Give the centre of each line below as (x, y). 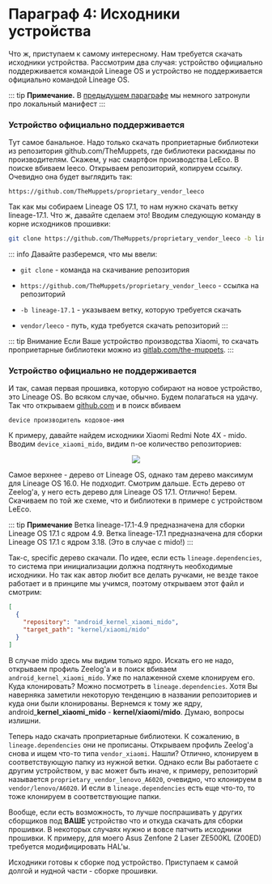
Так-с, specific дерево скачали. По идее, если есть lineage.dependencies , (135, 558)
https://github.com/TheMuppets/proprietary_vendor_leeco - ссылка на (139, 286)
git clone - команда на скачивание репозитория (105, 270)
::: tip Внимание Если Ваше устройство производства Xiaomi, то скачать (134, 342)
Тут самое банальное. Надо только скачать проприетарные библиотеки (134, 142)
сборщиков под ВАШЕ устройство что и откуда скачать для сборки (126, 820)
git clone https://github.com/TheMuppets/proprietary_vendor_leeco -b (130, 239)
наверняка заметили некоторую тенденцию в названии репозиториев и (133, 695)
